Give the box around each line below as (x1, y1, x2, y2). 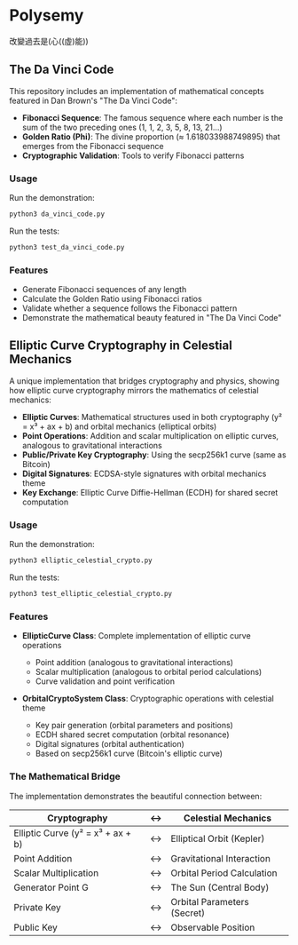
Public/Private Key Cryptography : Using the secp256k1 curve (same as (21, 449, 286, 460)
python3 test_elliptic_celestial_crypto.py (9, 590, 173, 599)
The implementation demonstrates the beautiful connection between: (9, 790, 263, 801)
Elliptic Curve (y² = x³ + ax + (13, 827, 131, 839)
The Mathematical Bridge (9, 770, 122, 782)
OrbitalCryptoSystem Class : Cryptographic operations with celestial (21, 694, 275, 704)
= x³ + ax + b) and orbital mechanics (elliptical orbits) (21, 421, 217, 432)
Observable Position (170, 921, 255, 933)
